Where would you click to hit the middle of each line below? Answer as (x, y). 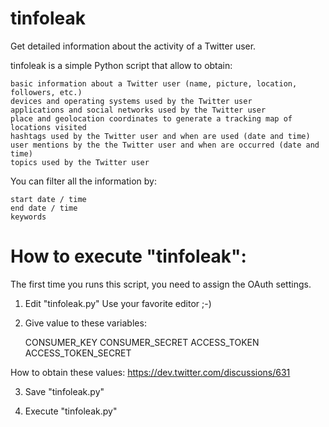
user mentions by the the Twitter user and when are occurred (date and (165, 145)
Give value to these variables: (85, 323)
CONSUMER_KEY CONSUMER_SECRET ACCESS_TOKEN (142, 342)
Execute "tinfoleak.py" (71, 411)
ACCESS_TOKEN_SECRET (78, 353)
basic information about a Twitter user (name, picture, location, (154, 83)
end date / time (44, 208)
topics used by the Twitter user (80, 162)
